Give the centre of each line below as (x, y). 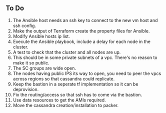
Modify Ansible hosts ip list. (41, 36)
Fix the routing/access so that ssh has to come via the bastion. (77, 94)
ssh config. (24, 25)
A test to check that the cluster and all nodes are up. (67, 52)
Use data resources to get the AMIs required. (59, 100)
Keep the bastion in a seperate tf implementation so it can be (75, 84)
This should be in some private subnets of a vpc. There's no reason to (85, 57)
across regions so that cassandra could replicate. (64, 78)
